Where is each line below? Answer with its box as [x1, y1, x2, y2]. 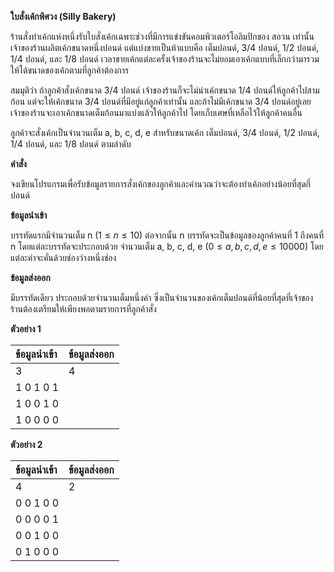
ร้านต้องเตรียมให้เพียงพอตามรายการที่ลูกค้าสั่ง [10, 303, 157, 315]
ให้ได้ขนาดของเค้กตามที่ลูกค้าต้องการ [10, 64, 130, 76]
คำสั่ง [10, 158, 27, 170]
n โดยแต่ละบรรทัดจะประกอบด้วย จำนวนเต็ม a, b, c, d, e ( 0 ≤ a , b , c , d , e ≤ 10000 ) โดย [10, 241, 324, 252]
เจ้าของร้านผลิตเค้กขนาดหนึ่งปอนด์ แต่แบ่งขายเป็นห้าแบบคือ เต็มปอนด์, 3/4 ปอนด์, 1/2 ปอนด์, [10, 42, 320, 53]
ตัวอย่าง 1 [10, 323, 42, 335]
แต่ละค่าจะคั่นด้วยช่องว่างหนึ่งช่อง [10, 252, 117, 263]
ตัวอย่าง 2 [10, 439, 43, 450]
